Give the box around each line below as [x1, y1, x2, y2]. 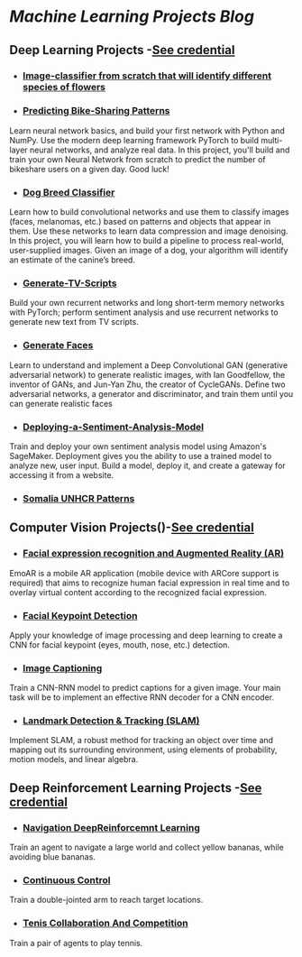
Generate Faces [22, 339, 94, 352]
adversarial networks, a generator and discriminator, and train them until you [9, 388, 294, 399]
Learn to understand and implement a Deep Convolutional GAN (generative [9, 359, 288, 371]
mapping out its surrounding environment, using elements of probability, [9, 744, 278, 755]
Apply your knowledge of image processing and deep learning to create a [9, 630, 283, 640]
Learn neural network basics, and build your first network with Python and [9, 124, 286, 136]
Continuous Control [22, 874, 111, 887]
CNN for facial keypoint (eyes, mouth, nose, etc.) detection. [9, 639, 230, 650]
